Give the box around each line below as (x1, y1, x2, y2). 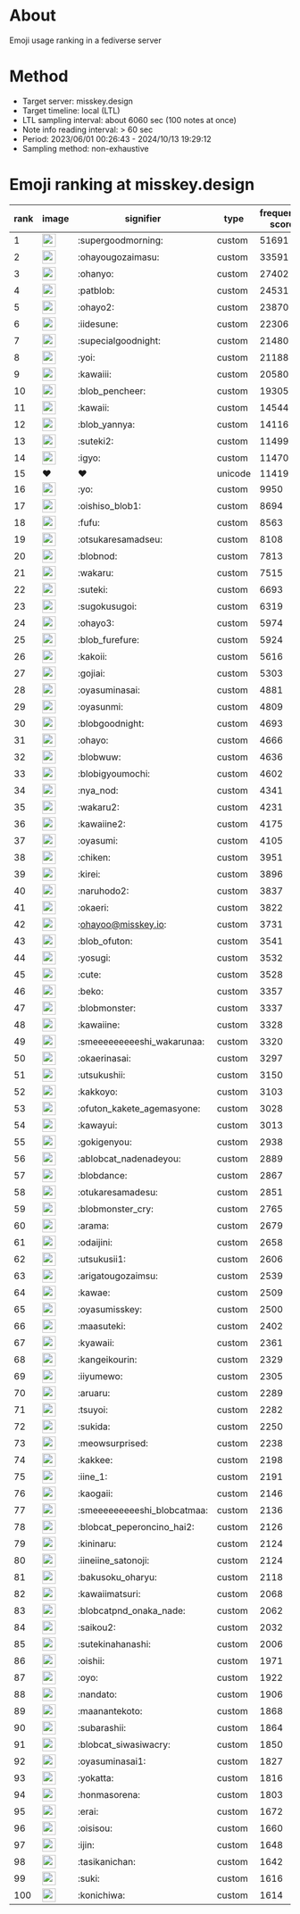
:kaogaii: (77, 1487, 113, 1500)
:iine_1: (77, 1470, 108, 1483)
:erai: (77, 1805, 99, 1818)
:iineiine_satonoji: (77, 1554, 150, 1567)
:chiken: (77, 851, 111, 863)
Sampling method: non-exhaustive (21, 143, 149, 154)
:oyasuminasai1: (77, 1755, 146, 1768)
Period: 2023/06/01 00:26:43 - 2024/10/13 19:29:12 (21, 133, 212, 144)
